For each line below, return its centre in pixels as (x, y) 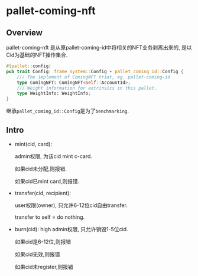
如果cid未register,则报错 (44, 267)
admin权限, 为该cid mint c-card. (53, 156)
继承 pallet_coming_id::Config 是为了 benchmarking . (67, 111)
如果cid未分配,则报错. (40, 169)
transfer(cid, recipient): (43, 193)
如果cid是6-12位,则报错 (43, 241)
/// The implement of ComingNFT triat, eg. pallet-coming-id (93, 77)
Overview (25, 33)
